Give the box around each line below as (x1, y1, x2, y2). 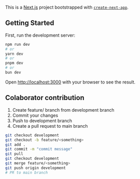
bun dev (5, 70, 21, 75)
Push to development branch (12, 118, 72, 124)
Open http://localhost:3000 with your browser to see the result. (5, 79, 136, 85)
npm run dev (5, 42, 30, 47)
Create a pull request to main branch (12, 123, 88, 129)
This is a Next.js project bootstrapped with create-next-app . (5, 5, 129, 10)
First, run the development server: (5, 32, 75, 38)
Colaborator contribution (5, 94, 84, 102)
